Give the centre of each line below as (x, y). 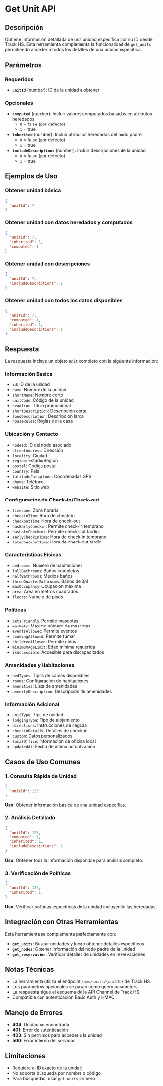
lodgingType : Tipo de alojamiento (46, 720)
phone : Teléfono (28, 481)
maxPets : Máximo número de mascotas (51, 626)
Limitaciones (25, 1056)
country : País (26, 471)
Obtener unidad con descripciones (48, 264)
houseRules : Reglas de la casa (42, 421)
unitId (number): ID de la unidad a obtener (56, 90)
